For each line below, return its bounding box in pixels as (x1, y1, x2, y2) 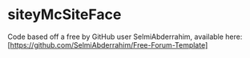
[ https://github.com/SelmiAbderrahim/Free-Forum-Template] (7, 40, 208, 49)
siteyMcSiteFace (7, 6, 122, 24)
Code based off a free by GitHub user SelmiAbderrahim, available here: (7, 32, 243, 41)
